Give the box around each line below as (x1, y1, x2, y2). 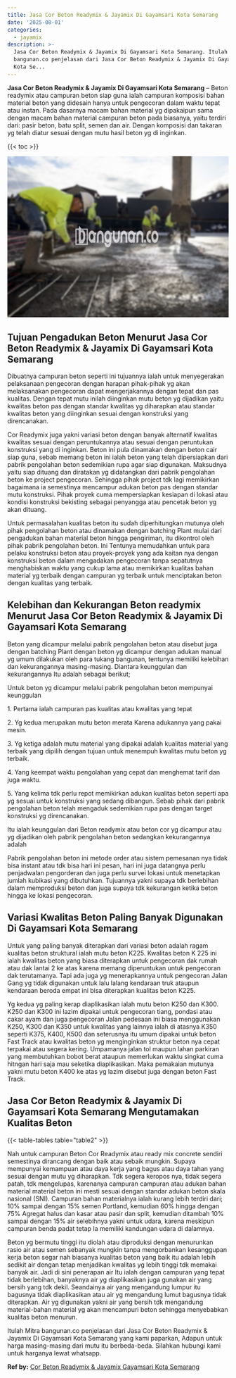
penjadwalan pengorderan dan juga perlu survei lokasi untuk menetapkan (7, 868, 221, 877)
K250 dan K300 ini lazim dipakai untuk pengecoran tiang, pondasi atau (7, 1007, 213, 1015)
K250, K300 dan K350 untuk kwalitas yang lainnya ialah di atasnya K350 (7, 1022, 218, 1031)
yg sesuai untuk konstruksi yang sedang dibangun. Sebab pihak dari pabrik (7, 796, 225, 805)
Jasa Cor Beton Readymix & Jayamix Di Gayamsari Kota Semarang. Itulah (13, 49, 228, 56)
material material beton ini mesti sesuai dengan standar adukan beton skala (7, 1186, 226, 1195)
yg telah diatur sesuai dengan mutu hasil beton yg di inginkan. (7, 128, 187, 137)
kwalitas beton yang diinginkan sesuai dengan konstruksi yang (7, 409, 189, 418)
